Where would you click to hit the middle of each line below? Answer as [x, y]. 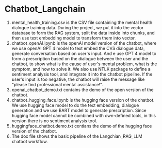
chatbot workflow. [30, 141]
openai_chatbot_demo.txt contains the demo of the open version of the [82, 90]
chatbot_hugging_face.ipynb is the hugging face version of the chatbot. [83, 100]
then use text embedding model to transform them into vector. [74, 38]
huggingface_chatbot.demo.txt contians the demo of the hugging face [82, 126]
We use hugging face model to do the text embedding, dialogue [75, 105]
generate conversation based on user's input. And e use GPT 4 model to [84, 53]
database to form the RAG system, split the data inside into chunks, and [83, 33]
